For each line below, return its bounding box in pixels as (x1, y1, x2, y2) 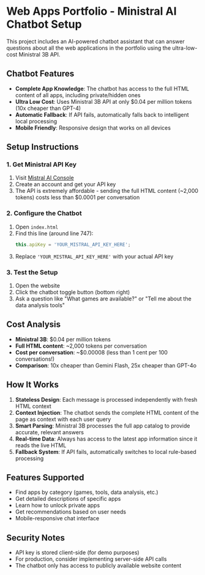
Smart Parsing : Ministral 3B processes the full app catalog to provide (15, 422, 190, 429)
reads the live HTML (15, 441, 67, 449)
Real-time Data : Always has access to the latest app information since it (15, 435, 198, 442)
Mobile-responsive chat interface (15, 515, 100, 522)
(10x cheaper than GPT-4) (15, 104, 81, 112)
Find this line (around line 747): (15, 229, 94, 237)
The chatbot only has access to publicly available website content (15, 562, 182, 569)
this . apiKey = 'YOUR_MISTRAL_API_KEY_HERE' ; (15, 241, 131, 248)
